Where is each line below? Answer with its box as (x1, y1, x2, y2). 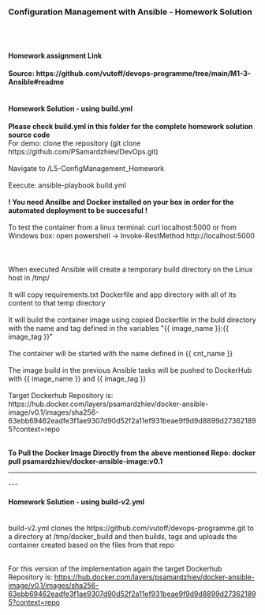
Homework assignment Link (8, 51, 103, 60)
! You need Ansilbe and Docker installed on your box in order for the (8, 197, 234, 207)
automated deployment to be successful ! (8, 205, 148, 215)
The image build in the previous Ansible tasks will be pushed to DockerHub (8, 365, 252, 374)
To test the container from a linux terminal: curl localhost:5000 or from (8, 222, 237, 232)
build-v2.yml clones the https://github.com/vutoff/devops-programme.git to (8, 523, 255, 533)
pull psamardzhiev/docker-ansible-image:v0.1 (8, 456, 163, 465)
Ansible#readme (8, 78, 65, 87)
